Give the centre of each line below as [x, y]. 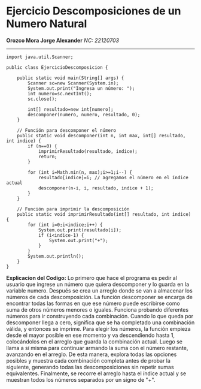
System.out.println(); [56, 256]
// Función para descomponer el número [67, 130]
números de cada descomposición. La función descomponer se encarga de [100, 297]
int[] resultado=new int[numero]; [71, 109]
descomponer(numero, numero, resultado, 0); [84, 114]
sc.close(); [43, 99]
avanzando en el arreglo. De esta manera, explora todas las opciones [92, 354]
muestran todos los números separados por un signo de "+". [81, 379]
